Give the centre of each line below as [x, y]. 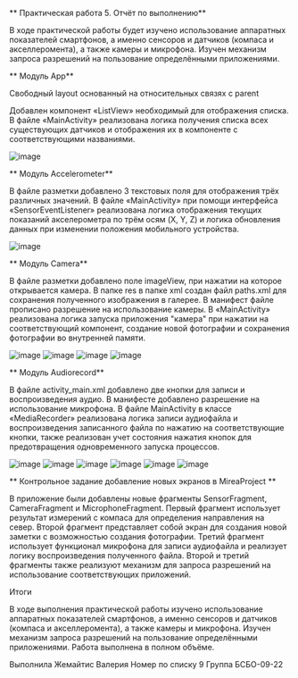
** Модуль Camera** [49, 264]
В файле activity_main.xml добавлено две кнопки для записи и [127, 389]
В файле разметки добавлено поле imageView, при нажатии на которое [146, 281]
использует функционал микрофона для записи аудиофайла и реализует [148, 546]
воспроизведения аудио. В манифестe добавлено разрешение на [135, 399]
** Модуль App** [41, 76]
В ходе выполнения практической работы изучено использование [136, 609]
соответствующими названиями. [72, 139]
